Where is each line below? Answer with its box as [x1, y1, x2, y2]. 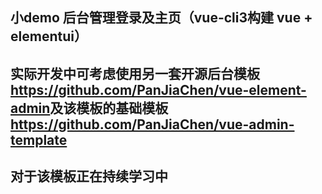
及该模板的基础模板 [49, 99, 169, 117]
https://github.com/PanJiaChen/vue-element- [10, 81, 307, 98]
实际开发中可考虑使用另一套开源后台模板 [10, 65, 260, 82]
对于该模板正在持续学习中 [10, 168, 168, 185]
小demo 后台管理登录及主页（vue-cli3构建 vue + [10, 9, 313, 27]
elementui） [10, 28, 88, 45]
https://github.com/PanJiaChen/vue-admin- [10, 116, 295, 133]
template [10, 131, 68, 148]
